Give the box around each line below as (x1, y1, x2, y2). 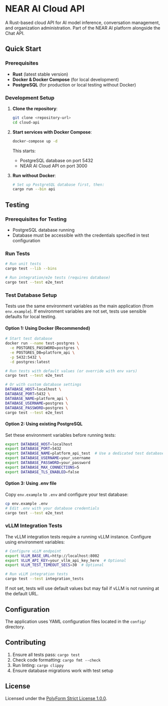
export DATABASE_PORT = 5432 (5, 446, 61, 451)
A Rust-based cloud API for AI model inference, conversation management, (5, 20, 160, 26)
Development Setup (5, 94, 54, 101)
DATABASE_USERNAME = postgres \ (5, 401, 68, 406)
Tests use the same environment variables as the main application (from (5, 303, 153, 309)
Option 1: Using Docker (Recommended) (5, 325, 90, 331)
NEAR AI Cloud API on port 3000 (19, 163, 87, 169)
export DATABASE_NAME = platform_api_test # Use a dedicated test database (5, 451, 164, 456)
